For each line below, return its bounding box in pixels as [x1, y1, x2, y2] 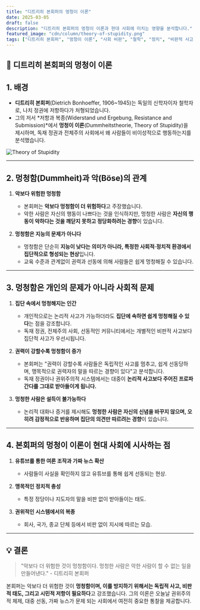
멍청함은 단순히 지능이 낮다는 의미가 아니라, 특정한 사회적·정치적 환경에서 [23, 243, 192, 250]
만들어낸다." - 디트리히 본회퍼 [20, 570, 89, 577]
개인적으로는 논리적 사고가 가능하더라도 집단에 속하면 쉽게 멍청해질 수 [23, 312, 183, 320]
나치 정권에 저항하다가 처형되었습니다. [23, 107, 111, 114]
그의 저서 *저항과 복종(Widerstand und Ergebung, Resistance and [14, 114, 173, 121]
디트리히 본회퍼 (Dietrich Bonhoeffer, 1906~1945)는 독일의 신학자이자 [14, 99, 178, 106]
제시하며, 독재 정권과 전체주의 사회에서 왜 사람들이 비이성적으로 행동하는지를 [14, 129, 192, 136]
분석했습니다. [14, 137, 46, 144]
